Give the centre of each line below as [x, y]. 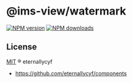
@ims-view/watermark [66, 11]
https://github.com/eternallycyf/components [71, 73]
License [22, 47]
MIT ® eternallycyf [30, 61]
